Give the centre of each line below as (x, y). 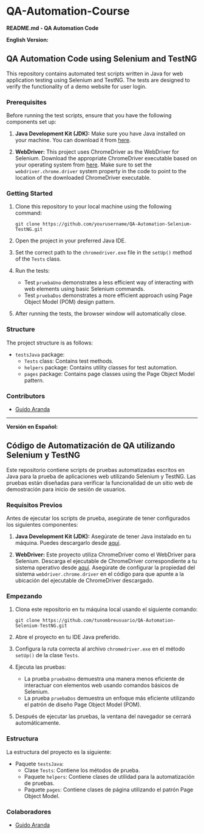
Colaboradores (29, 812)
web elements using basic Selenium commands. (84, 289)
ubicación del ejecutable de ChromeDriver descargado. (84, 581)
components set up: (31, 122)
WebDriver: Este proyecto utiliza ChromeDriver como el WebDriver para (105, 555)
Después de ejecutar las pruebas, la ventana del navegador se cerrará (103, 716)
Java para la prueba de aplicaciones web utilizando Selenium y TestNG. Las (101, 476)
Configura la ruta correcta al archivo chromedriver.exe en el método (100, 649)
